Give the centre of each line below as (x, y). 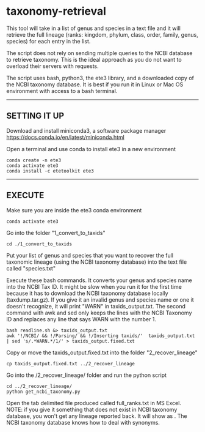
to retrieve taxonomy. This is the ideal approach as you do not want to (94, 59)
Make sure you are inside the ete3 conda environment (74, 210)
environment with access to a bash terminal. (62, 91)
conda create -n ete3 (34, 160)
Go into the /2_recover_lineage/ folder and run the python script (86, 375)
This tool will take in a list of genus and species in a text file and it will (94, 28)
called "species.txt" (31, 268)
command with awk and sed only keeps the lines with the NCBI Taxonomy (99, 313)
